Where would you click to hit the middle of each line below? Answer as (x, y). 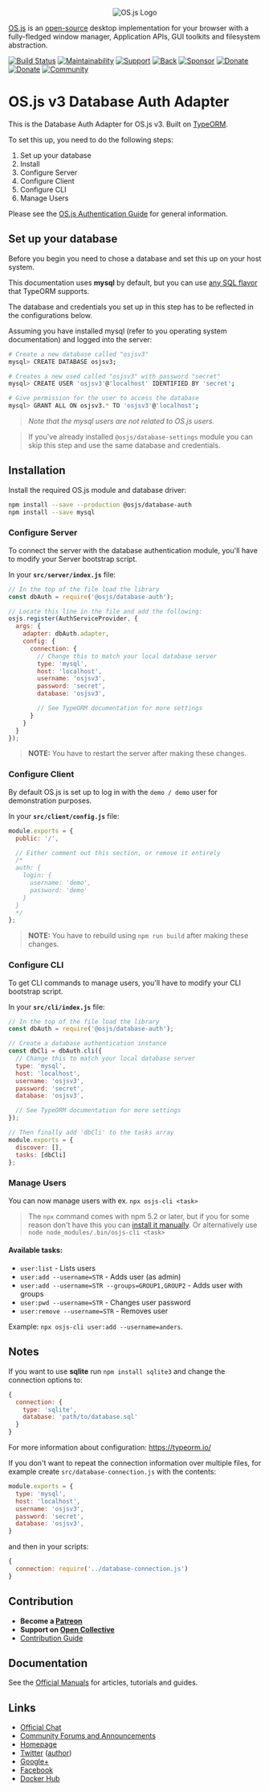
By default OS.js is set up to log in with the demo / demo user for (113, 792)
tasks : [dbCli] (41, 1155)
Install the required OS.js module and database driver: (98, 490)
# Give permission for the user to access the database (104, 399)
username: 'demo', (60, 883)
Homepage (39, 1744)
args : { (29, 627)
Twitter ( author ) (46, 1753)
